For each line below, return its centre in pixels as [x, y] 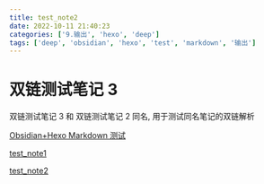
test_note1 [28, 153]
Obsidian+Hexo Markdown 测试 [68, 136]
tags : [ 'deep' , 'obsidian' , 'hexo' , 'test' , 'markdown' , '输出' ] [133, 43]
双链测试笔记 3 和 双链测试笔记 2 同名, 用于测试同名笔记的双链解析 [132, 117]
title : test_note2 [44, 18]
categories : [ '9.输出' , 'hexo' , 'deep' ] [84, 34]
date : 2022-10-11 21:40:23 [60, 26]
